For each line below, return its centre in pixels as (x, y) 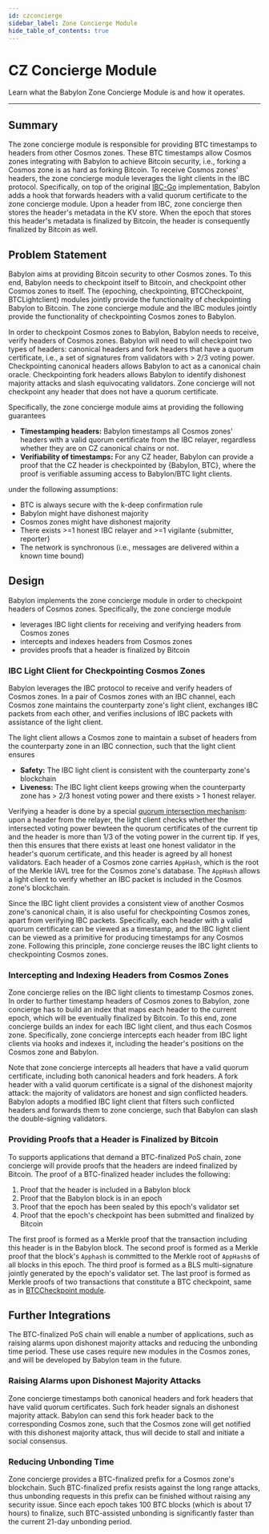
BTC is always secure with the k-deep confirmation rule (111, 505)
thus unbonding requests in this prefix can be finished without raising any (129, 1496)
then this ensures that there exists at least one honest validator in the (122, 845)
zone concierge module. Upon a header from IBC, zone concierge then (125, 204)
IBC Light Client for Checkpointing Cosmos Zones (107, 670)
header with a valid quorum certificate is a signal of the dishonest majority (131, 1085)
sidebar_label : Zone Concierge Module (73, 23)
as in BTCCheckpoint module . (57, 1290)
